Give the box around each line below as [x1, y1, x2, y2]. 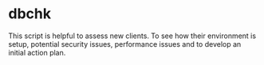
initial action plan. [8, 48, 66, 57]
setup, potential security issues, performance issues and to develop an [8, 39, 242, 48]
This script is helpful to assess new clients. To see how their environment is [8, 31, 257, 40]
